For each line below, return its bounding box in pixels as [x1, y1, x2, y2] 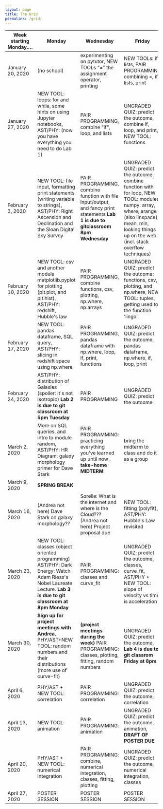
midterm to [123, 444, 149, 451]
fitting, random [80, 658, 114, 665]
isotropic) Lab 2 [37, 396, 74, 403]
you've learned [80, 450, 115, 456]
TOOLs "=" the [80, 64, 114, 71]
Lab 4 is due [123, 646, 153, 653]
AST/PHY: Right [37, 208, 73, 215]
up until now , [80, 456, 111, 463]
